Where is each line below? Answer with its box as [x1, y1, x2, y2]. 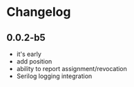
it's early [16, 50, 42, 58]
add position [16, 57, 52, 66]
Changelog [6, 4, 71, 20]
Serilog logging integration [16, 72, 93, 80]
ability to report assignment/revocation [16, 65, 127, 72]
